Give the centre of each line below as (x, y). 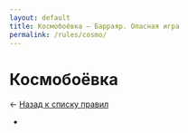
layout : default (40, 18)
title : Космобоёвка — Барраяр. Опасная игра (94, 26)
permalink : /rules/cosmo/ (58, 34)
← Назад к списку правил (59, 104)
